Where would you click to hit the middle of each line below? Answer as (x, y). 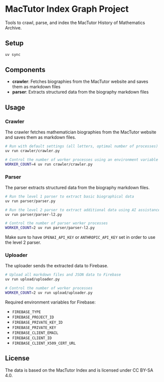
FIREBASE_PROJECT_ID (33, 317)
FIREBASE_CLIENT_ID (32, 338)
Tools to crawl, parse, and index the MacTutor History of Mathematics (75, 23)
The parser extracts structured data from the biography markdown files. (77, 187)
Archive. (13, 27)
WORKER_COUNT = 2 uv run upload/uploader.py (49, 293)
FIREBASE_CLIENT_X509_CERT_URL (44, 343)
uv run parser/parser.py (30, 201)
